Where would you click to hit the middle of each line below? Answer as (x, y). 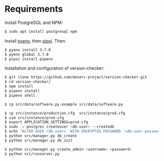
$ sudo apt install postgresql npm (41, 31)
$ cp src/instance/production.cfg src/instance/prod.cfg (65, 113)
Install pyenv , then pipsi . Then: (35, 41)
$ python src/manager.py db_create (41, 136)
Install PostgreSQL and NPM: (34, 23)
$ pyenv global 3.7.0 (27, 54)
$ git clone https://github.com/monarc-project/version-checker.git (76, 77)
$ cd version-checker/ (28, 82)
